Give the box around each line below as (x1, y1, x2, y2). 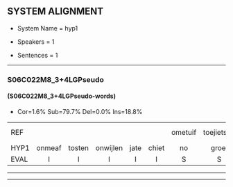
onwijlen (95, 143, 123, 152)
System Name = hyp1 (17, 24, 78, 32)
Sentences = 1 (17, 51, 58, 59)
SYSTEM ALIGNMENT (7, 6, 104, 17)
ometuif (171, 127, 197, 137)
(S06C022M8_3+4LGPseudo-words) (7, 92, 116, 100)
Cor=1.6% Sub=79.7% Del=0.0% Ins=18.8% (17, 107, 143, 115)
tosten (68, 143, 89, 152)
